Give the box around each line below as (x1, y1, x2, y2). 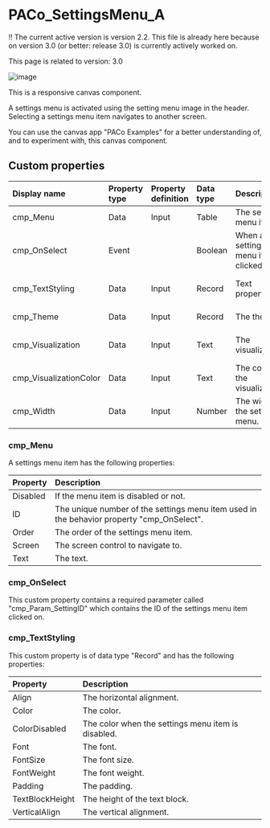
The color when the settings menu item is (82, 718, 239, 729)
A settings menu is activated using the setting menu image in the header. (8, 103, 250, 113)
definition (150, 193, 189, 204)
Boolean (196, 244, 228, 256)
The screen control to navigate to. (55, 540, 182, 551)
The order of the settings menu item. (55, 527, 193, 538)
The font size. (82, 754, 134, 765)
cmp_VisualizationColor (12, 372, 101, 383)
